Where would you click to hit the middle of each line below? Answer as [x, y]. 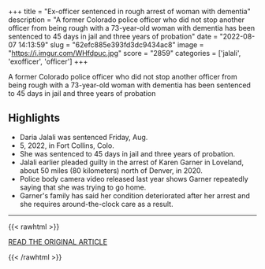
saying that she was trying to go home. [83, 187]
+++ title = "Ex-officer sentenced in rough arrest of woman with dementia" [129, 11]
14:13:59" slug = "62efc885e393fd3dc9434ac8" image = [111, 45]
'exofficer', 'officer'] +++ [48, 61]
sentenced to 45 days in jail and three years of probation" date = [113, 36]
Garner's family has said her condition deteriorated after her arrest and [135, 195]
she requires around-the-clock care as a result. [96, 204]
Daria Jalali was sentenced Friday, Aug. [84, 137]
